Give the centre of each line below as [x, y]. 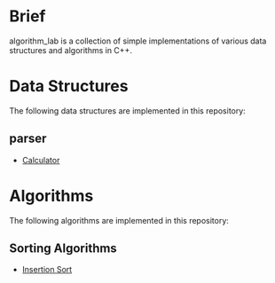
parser [28, 139]
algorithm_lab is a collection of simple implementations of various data [138, 41]
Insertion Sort [47, 270]
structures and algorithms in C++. [71, 50]
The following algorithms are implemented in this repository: [119, 220]
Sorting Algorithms [63, 249]
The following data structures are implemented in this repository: [127, 110]
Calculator [41, 160]
